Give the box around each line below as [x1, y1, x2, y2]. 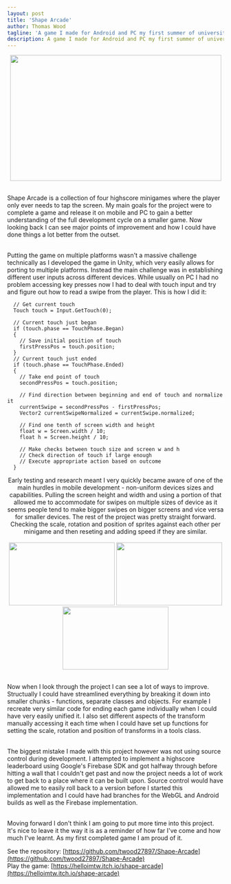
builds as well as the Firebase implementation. [7, 798, 138, 807]
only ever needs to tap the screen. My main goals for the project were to [7, 201, 212, 210]
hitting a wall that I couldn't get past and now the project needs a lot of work [7, 770, 223, 778]
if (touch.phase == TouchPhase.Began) [13, 325, 125, 332]
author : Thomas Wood [7, 23, 67, 30]
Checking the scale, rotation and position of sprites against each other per [10, 520, 221, 528]
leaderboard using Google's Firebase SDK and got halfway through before [7, 762, 218, 770]
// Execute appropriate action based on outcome [19, 458, 162, 465]
